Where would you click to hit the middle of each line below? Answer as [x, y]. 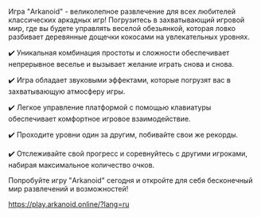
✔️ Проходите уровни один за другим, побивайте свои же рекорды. [123, 135]
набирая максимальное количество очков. [82, 165]
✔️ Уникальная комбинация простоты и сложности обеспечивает [119, 52]
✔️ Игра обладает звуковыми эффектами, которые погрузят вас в [119, 80]
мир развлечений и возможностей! [68, 189]
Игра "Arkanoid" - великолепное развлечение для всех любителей [122, 12]
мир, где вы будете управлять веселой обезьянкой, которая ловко [122, 28]
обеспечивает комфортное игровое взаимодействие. [99, 119]
